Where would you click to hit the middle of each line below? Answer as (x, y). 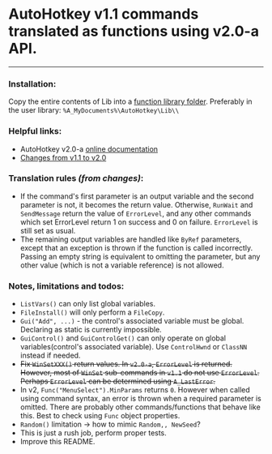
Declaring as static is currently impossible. (91, 330)
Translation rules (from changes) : (76, 178)
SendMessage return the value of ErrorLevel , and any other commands (136, 213)
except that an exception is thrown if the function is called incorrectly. (136, 247)
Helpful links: (35, 131)
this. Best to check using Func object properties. (100, 416)
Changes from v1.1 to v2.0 (63, 157)
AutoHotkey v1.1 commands (104, 14)
